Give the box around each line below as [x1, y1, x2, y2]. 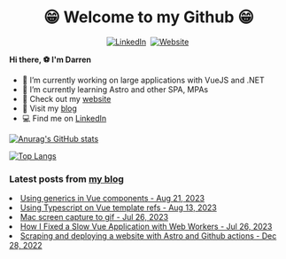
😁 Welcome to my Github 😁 [43, 7, 254, 27]
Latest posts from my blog [9, 172, 124, 184]
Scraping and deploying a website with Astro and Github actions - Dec [20, 231, 277, 241]
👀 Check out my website [21, 93, 112, 104]
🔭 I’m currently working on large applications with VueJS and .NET [21, 75, 265, 85]
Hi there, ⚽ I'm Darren [9, 54, 91, 65]
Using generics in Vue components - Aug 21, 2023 [20, 193, 205, 204]
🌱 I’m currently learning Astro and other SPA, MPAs [21, 83, 209, 95]
